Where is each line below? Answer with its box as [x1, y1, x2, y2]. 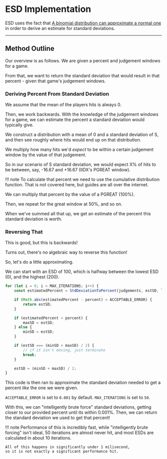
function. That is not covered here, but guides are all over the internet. [5, 182, 149, 188]
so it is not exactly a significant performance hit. [5, 449, 119, 454]
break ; [23, 352, 37, 357]
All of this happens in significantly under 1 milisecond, [5, 445, 130, 450]
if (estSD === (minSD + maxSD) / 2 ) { [14, 343, 94, 348]
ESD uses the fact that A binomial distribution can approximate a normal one [5, 20, 162, 26]
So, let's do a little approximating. [5, 259, 74, 265]
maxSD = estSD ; [23, 320, 55, 325]
